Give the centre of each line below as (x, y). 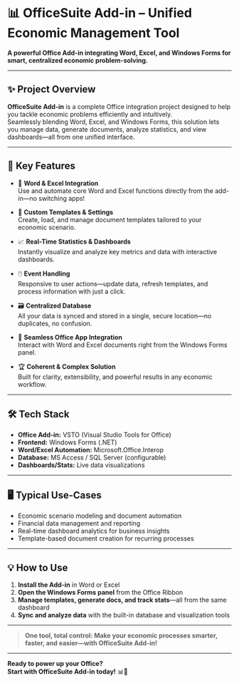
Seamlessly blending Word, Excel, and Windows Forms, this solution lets (113, 122)
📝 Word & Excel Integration (58, 183)
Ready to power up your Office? (55, 663)
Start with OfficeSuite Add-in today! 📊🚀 (68, 672)
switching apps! (62, 198)
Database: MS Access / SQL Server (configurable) (92, 458)
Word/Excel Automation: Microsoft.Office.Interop (91, 450)
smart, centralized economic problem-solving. (78, 60)
